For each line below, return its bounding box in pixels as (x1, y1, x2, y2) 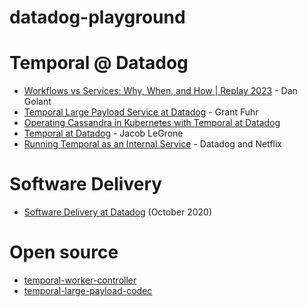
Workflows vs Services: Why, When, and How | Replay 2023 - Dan (23, 85, 298, 97)
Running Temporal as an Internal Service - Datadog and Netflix (23, 138, 282, 150)
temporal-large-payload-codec (23, 285, 153, 296)
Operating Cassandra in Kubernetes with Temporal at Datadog (23, 117, 281, 129)
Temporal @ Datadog (9, 52, 189, 75)
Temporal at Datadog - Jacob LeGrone (23, 127, 184, 140)
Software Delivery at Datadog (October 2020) (23, 206, 212, 218)
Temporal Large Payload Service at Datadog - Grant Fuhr (23, 106, 259, 118)
